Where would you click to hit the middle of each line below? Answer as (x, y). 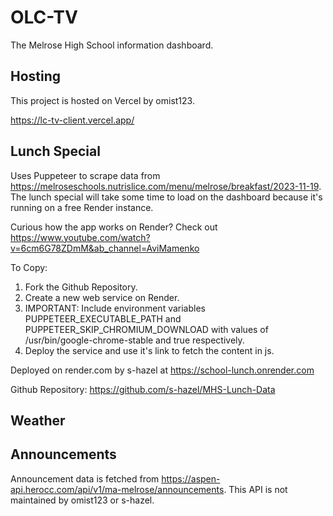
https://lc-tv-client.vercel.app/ (72, 120)
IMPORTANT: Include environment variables (115, 308)
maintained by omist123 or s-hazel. (82, 500)
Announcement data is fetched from (85, 478)
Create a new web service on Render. (102, 297)
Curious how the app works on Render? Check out (114, 227)
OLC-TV (44, 17)
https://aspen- (191, 478)
